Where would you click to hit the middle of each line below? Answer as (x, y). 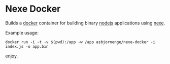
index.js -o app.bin (27, 46)
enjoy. (12, 56)
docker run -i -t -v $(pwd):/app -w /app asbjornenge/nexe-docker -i (80, 42)
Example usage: (22, 33)
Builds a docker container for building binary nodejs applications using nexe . (85, 23)
